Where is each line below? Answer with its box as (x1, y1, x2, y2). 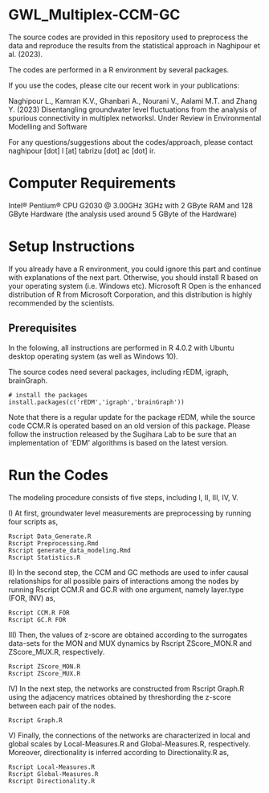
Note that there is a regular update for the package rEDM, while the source (8, 412, 255, 421)
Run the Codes (8, 466, 108, 484)
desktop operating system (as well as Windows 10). (8, 351, 178, 361)
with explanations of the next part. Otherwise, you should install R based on (8, 272, 259, 282)
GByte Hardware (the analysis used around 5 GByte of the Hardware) (8, 209, 238, 219)
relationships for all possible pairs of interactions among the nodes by (8, 576, 239, 586)
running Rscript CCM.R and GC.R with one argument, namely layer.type (8, 585, 244, 594)
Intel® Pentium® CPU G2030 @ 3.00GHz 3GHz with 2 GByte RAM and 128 (8, 200, 253, 210)
